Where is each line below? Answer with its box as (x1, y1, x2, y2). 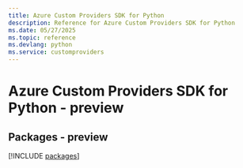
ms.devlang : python (8, 41, 73, 49)
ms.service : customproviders (8, 48, 104, 56)
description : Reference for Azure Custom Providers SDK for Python (8, 19, 236, 27)
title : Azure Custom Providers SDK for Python (8, 11, 165, 20)
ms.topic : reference (8, 33, 77, 42)
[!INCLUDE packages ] (8, 151, 80, 160)
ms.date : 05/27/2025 (8, 26, 77, 34)
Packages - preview (8, 130, 108, 144)
